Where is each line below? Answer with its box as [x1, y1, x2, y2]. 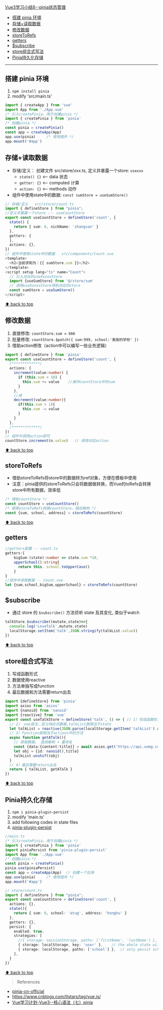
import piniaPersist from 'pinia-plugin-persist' [5, 848, 108, 852]
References [16, 979, 40, 985]
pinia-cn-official [12, 988, 45, 994]
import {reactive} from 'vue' [5, 713, 66, 717]
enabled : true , [14, 929, 45, 934]
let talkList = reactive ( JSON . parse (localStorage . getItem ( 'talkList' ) [9, 726, 155, 731]
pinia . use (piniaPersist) [5, 866, 55, 871]
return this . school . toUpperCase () [17, 564, 90, 569]
